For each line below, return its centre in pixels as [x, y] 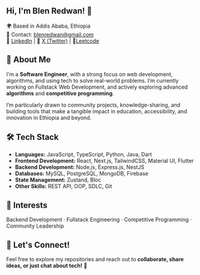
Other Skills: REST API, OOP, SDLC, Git [63, 186]
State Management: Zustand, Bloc [58, 180]
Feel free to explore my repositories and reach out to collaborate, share [95, 259]
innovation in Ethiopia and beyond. [49, 117]
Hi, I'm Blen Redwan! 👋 [49, 11]
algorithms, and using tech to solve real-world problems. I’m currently [92, 80]
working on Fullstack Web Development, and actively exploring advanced [97, 87]
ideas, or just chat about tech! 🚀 [47, 266]
